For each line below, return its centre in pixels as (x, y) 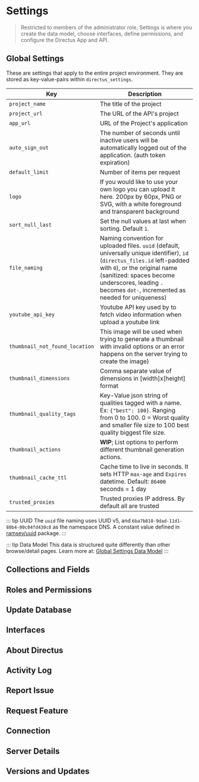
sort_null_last (31, 225)
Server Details (33, 751)
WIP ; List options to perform (139, 442)
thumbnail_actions (35, 449)
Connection (28, 731)
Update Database (39, 610)
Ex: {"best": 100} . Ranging (138, 410)
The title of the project (131, 104)
